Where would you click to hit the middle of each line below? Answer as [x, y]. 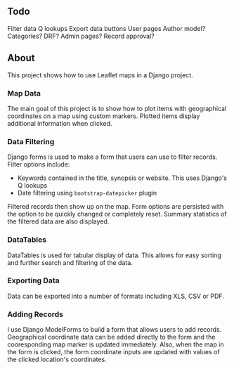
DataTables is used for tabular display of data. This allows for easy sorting [114, 255]
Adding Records [35, 314]
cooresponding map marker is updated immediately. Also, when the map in [116, 344]
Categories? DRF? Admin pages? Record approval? [81, 36]
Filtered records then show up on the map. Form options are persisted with [116, 207]
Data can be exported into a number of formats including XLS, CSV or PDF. [116, 296]
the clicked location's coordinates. [57, 360]
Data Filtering [31, 141]
